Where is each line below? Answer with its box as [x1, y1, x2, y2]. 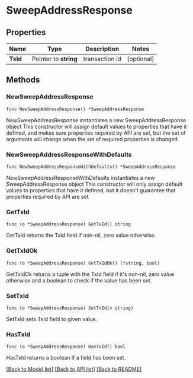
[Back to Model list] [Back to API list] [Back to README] [6, 366, 142, 373]
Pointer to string [31, 55, 78, 63]
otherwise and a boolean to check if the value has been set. [6, 277, 152, 284]
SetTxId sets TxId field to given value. [6, 315, 98, 322]
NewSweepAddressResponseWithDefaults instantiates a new [6, 174, 155, 181]
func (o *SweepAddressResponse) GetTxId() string [6, 221, 131, 227]
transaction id [83, 55, 121, 63]
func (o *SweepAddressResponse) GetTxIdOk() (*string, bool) [6, 260, 160, 266]
